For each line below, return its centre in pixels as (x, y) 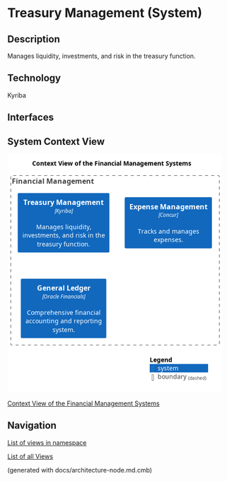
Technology (34, 78)
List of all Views (30, 456)
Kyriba (17, 95)
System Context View (56, 142)
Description (34, 39)
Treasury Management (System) (105, 13)
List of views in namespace (47, 442)
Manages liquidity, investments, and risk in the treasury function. (101, 56)
